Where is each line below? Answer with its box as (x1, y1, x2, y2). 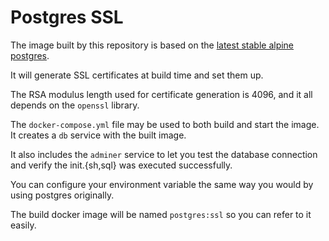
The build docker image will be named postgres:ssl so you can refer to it (10, 208, 312, 220)
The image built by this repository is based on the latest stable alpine (10, 39, 295, 51)
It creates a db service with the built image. (10, 129, 187, 141)
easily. (10, 219, 37, 231)
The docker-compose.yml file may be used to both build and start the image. (10, 118, 320, 130)
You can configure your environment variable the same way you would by (10, 178, 314, 190)
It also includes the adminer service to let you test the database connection (10, 148, 318, 160)
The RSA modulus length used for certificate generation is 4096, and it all (10, 88, 313, 100)
